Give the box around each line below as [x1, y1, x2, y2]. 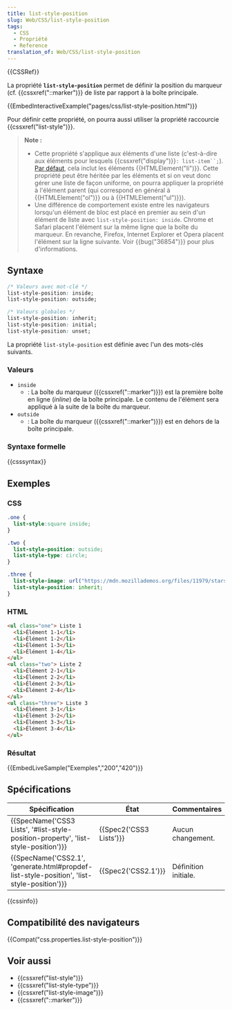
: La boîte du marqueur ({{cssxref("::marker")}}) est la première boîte [27, 388, 223, 396]
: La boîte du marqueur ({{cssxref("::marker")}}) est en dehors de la [27, 418, 220, 426]
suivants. [7, 347, 33, 356]
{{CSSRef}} [7, 67, 40, 76]
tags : [7, 23, 23, 30]
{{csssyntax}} [7, 458, 47, 466]
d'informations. [34, 245, 78, 253]
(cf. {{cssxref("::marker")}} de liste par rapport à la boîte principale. [7, 88, 199, 97]
